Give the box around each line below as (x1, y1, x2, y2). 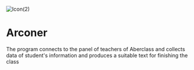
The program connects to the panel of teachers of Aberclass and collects (6, 45, 186, 52)
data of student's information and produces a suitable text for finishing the (6, 52, 188, 59)
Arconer (6, 26, 47, 39)
